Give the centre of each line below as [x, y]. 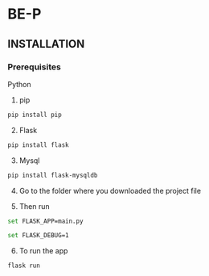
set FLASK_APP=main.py [45, 221]
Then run [34, 206]
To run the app [43, 251]
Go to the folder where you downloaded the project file [110, 190]
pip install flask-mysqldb [53, 175]
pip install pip [35, 115]
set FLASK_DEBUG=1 [38, 236]
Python [19, 84]
